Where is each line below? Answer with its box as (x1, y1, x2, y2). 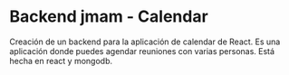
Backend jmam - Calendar (9, 6, 208, 27)
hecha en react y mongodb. (9, 55, 113, 66)
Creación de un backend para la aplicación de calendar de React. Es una (9, 36, 281, 47)
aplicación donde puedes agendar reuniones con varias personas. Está (9, 45, 275, 56)
